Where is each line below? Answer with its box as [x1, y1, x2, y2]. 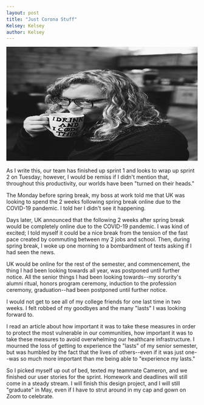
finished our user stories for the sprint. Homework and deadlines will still [6, 373, 188, 381]
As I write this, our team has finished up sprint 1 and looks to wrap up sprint [6, 167, 195, 175]
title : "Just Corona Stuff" [6, 16, 78, 22]
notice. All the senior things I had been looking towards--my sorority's [6, 274, 182, 281]
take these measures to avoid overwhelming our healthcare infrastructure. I [6, 336, 195, 343]
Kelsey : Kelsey [6, 22, 45, 29]
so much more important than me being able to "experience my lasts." [20, 355, 195, 362]
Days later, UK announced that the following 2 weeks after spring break [6, 216, 185, 224]
